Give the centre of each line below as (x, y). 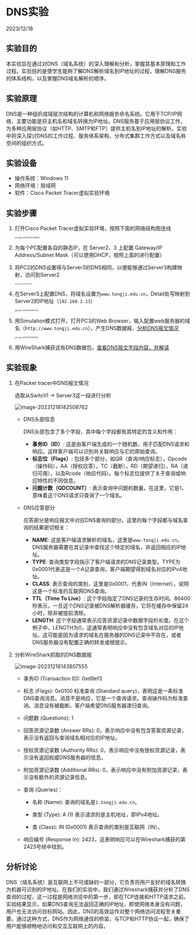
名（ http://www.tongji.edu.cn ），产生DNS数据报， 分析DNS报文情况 (97, 328)
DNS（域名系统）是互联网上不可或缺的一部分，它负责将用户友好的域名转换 (96, 882)
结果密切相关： (52, 527)
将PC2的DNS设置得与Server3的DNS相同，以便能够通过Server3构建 (96, 267)
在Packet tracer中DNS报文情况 (51, 383)
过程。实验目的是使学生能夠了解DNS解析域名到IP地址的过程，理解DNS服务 (96, 71)
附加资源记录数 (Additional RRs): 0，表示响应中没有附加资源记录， (103, 769)
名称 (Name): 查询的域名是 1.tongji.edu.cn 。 (86, 802)
